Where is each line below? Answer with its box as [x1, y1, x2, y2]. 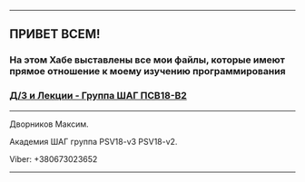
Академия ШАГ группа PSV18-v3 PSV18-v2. [9, 136, 178, 147]
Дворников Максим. [9, 119, 89, 129]
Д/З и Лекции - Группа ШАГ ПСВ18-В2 [9, 90, 188, 102]
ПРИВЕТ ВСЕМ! [9, 26, 101, 42]
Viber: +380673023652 [9, 153, 98, 164]
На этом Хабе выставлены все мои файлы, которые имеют [9, 53, 286, 66]
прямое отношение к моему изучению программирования [9, 65, 286, 78]
